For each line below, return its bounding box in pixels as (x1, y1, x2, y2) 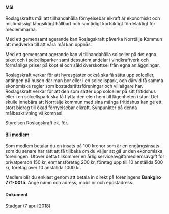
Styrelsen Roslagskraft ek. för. (5, 120, 69, 126)
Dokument (5, 192, 28, 197)
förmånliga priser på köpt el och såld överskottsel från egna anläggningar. (5, 62, 160, 68)
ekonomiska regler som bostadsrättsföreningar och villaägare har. (5, 83, 144, 89)
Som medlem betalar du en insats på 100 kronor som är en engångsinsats (5, 143, 159, 149)
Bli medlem (5, 131, 30, 138)
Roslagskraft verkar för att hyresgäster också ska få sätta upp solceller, (5, 72, 155, 78)
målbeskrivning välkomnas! (5, 110, 63, 116)
